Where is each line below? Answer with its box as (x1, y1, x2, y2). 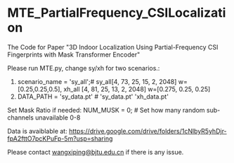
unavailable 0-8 (34, 113, 81, 122)
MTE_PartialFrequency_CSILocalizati (7, 5, 226, 21)
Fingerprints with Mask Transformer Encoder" (7, 50, 141, 59)
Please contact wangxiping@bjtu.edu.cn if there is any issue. (7, 148, 184, 156)
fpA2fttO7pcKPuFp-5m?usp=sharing (7, 134, 113, 143)
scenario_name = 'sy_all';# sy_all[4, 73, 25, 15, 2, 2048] (17, 77, 177, 85)
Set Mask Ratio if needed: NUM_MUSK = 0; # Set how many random (7, 106, 205, 114)
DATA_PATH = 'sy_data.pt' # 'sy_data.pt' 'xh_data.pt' (17, 92, 169, 101)
